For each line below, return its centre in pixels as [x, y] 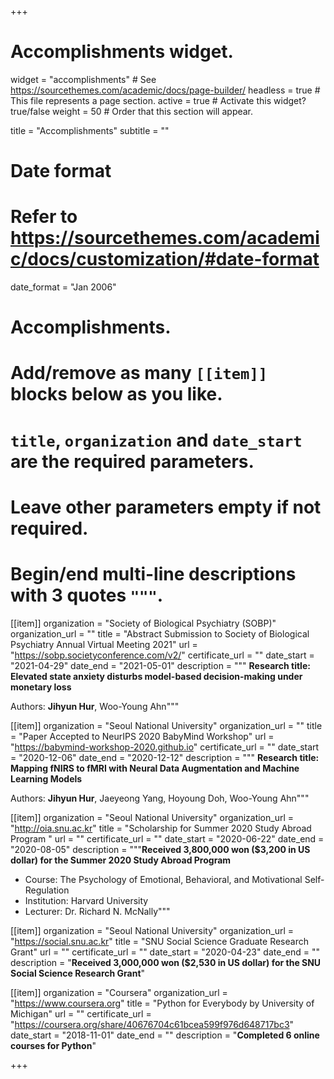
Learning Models [46, 778]
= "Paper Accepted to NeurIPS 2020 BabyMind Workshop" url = [142, 736]
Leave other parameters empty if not [166, 507]
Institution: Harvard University [86, 900]
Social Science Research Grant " [78, 973]
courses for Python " [53, 1045]
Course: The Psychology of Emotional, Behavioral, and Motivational [163, 879]
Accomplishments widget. [122, 52]
